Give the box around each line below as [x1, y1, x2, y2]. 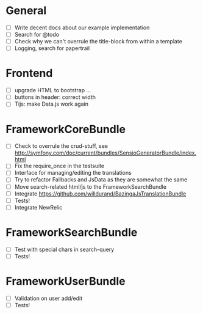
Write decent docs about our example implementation [14, 24, 150, 31]
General [5, 4, 47, 18]
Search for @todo [14, 31, 59, 38]
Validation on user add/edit [14, 294, 83, 302]
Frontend [5, 67, 53, 80]
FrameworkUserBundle [5, 274, 126, 288]
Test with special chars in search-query [14, 246, 115, 253]
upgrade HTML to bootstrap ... [14, 87, 91, 94]
